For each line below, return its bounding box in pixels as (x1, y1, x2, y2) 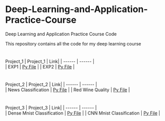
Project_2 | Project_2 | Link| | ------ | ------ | (5, 82, 97, 88)
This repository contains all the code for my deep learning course (5, 40, 141, 46)
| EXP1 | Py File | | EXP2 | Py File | (5, 64, 75, 70)
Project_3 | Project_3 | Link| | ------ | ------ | (5, 104, 97, 110)
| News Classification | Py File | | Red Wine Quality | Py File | (5, 87, 130, 93)
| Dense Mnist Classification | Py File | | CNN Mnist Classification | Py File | (5, 110, 160, 116)
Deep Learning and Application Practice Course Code (5, 31, 117, 37)
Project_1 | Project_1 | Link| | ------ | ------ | (5, 58, 95, 65)
